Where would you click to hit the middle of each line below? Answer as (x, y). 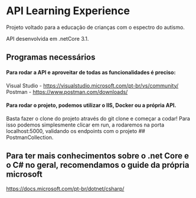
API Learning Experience (68, 11)
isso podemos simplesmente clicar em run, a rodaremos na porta (85, 125)
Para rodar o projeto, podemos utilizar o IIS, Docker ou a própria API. (91, 105)
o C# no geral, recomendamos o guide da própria (98, 165)
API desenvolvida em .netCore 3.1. (48, 38)
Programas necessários (51, 57)
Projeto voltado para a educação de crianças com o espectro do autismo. (95, 27)
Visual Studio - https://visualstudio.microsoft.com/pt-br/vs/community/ (92, 85)
